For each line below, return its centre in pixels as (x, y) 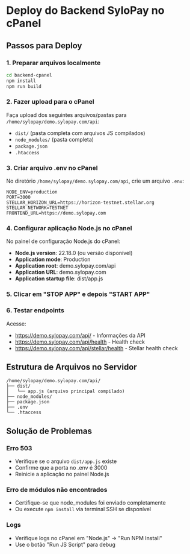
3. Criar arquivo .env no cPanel (52, 168)
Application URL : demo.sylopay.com (60, 272)
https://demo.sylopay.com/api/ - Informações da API (80, 335)
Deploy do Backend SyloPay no (85, 11)
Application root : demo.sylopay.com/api (65, 266)
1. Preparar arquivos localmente (54, 63)
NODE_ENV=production (32, 192)
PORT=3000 (19, 197)
